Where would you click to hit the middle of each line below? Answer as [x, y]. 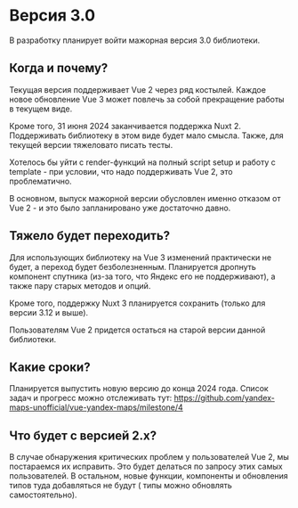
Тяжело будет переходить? [90, 236]
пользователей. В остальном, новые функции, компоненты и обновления [149, 476]
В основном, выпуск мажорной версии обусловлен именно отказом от [145, 198]
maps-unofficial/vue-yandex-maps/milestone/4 [97, 407]
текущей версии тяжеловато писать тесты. [91, 144]
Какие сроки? [50, 367]
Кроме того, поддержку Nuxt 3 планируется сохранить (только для [137, 303]
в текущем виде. [41, 109]
